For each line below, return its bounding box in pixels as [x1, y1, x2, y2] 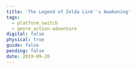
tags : [6, 14, 20, 20]
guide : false [6, 43, 39, 49]
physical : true [6, 37, 45, 43]
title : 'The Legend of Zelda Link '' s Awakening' [6, 8, 131, 15]
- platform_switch [11, 20, 59, 26]
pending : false [6, 48, 45, 54]
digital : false [6, 31, 45, 37]
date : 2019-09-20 [6, 53, 50, 59]
